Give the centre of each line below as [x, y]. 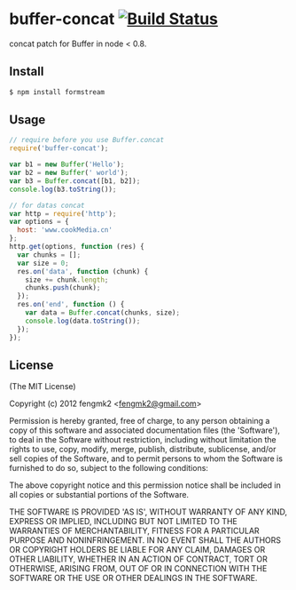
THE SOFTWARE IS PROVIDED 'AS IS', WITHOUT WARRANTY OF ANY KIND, [148, 512]
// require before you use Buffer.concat [87, 140]
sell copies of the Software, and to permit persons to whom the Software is [146, 458]
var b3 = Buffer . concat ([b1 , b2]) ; [75, 181]
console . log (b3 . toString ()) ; [63, 189]
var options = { [39, 222]
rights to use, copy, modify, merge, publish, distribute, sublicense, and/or [143, 450]
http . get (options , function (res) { [77, 247]
